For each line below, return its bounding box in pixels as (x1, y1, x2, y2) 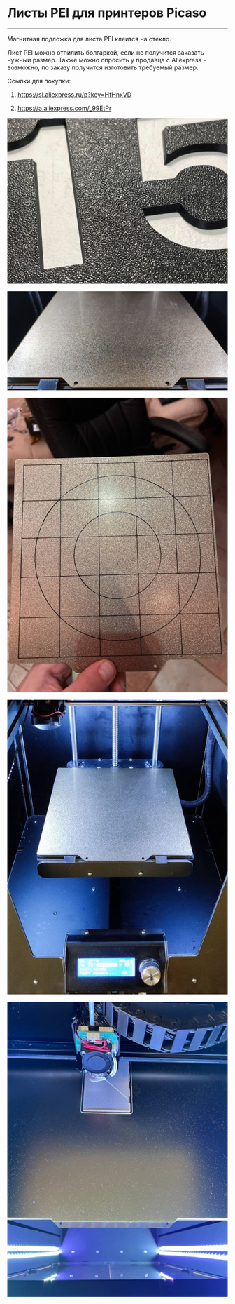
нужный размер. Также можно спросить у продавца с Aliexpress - (7, 55, 206, 64)
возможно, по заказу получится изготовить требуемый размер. (7, 63, 199, 72)
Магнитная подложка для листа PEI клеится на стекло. (7, 34, 171, 43)
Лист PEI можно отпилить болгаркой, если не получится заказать (7, 48, 204, 57)
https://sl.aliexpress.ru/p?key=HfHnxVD (17, 90, 132, 99)
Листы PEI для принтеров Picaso (7, 5, 207, 21)
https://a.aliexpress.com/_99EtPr (17, 104, 112, 112)
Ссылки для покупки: (7, 76, 71, 85)
